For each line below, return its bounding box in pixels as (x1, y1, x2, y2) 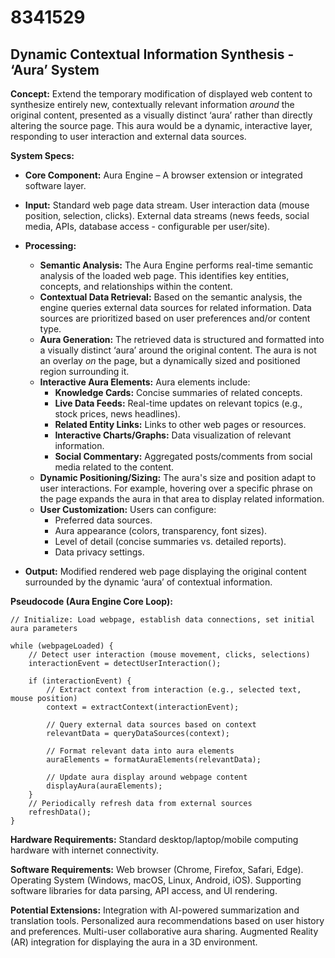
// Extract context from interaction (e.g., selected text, (46, 685, 302, 695)
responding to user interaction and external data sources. (10, 131, 247, 142)
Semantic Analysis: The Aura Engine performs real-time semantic (39, 259, 314, 271)
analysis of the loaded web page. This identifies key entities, (39, 270, 290, 281)
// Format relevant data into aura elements (46, 746, 235, 756)
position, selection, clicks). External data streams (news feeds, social (24, 210, 310, 221)
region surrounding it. (39, 366, 130, 377)
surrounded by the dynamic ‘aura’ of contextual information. (24, 576, 273, 588)
